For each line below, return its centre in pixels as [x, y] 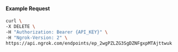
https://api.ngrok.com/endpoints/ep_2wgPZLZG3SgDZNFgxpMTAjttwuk [89, 43]
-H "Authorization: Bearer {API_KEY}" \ [57, 32]
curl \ [14, 21]
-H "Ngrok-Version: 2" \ [37, 38]
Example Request [28, 8]
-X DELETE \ [20, 27]
